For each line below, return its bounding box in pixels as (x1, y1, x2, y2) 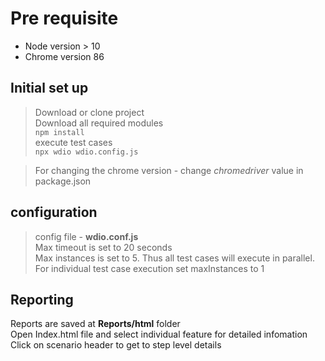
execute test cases (34, 136, 113, 148)
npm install (34, 127, 85, 137)
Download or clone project (34, 106, 145, 118)
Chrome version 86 (24, 50, 105, 62)
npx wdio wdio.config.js (34, 147, 139, 157)
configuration (10, 204, 98, 221)
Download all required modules (34, 117, 164, 129)
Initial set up (10, 80, 89, 97)
